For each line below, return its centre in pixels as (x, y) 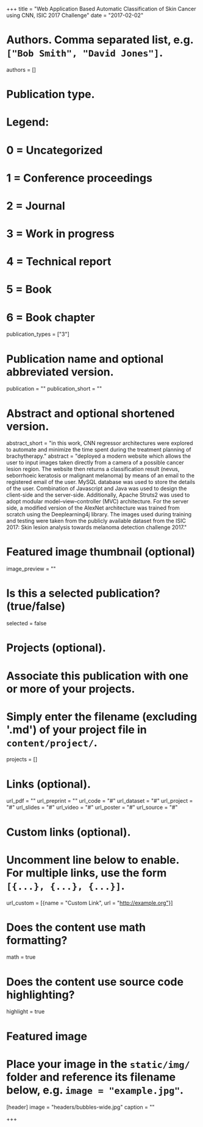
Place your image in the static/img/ (98, 1064)
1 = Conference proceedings (79, 178)
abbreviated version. (60, 372)
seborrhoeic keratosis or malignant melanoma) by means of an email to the (101, 475)
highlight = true (26, 1012)
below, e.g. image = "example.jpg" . (95, 1090)
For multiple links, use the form (87, 873)
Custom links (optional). (69, 832)
